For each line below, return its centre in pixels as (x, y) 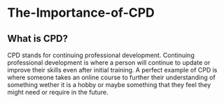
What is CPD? (38, 39)
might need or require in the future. (58, 92)
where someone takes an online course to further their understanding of (111, 77)
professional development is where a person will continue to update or (109, 63)
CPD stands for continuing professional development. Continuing (101, 55)
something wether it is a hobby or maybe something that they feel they (109, 85)
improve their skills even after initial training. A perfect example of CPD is (112, 70)
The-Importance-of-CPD (81, 13)
